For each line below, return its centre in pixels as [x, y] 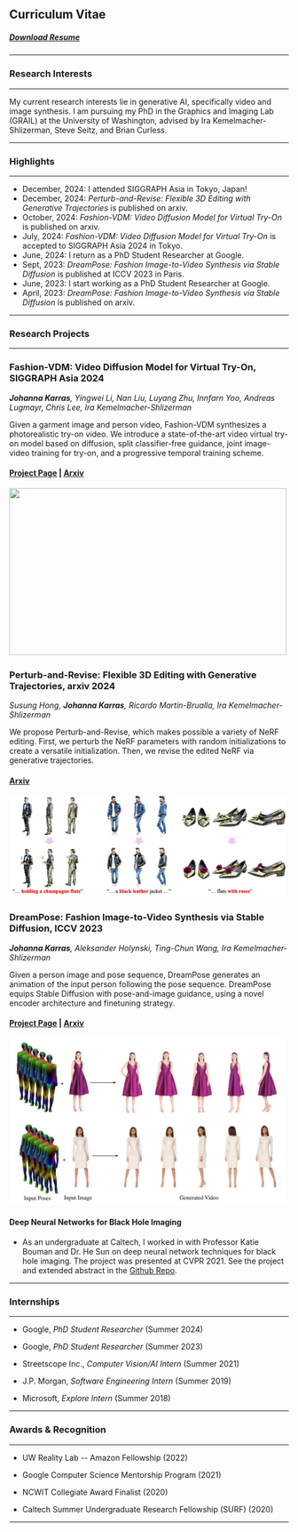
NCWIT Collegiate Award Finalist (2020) [95, 1492]
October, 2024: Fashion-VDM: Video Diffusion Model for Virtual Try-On [152, 217]
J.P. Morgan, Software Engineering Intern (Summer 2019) [127, 1381]
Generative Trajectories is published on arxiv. [105, 207]
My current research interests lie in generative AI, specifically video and [141, 101]
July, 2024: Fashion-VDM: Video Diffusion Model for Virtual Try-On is [149, 236]
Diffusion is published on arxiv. [78, 302]
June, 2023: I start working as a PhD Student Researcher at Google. [146, 283]
